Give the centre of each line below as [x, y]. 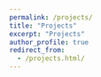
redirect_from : [37, 50]
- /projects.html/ [51, 58]
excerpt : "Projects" [47, 34]
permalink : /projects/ [51, 17]
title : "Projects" [43, 26]
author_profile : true [49, 42]
